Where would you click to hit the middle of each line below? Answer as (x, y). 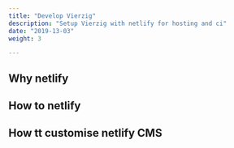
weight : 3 (25, 38)
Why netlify (39, 78)
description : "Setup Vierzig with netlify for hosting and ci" (118, 23)
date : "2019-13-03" (41, 31)
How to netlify (45, 106)
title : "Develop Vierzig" (52, 16)
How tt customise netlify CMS (85, 133)
